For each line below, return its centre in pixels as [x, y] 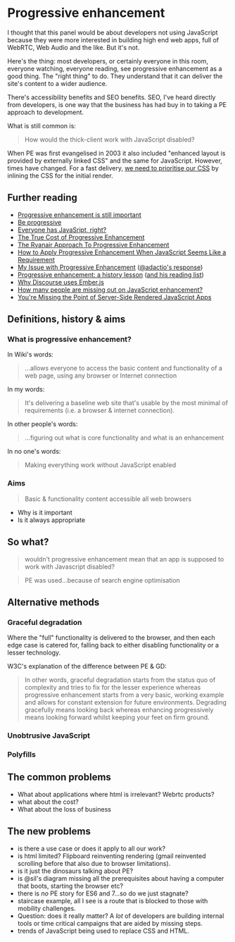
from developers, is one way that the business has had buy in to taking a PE [117, 104]
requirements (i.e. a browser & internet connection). [99, 411]
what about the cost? [48, 802]
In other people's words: [43, 424]
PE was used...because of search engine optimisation [102, 580]
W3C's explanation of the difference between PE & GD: [87, 667]
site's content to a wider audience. [57, 83]
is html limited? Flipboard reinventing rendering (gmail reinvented [112, 856]
